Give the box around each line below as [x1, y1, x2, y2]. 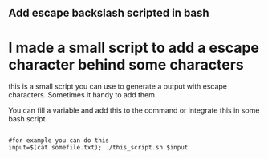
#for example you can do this [8, 137, 110, 145]
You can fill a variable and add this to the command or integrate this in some [8, 105, 260, 115]
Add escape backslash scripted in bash [8, 6, 210, 20]
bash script [8, 114, 46, 124]
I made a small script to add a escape [8, 38, 259, 57]
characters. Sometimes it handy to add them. [8, 90, 157, 100]
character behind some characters [8, 55, 245, 74]
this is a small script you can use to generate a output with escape [8, 81, 227, 91]
